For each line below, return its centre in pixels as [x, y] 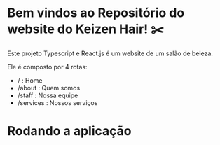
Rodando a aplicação [69, 131]
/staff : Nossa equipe [48, 95]
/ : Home [30, 80]
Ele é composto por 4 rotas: [47, 67]
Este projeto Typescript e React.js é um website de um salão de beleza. [110, 53]
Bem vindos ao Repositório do [96, 13]
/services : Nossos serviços [57, 102]
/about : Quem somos [49, 88]
